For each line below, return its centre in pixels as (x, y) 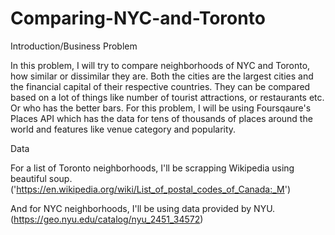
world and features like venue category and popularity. (123, 129)
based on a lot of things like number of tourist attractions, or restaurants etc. (167, 97)
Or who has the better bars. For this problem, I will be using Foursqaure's (161, 108)
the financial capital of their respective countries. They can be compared (160, 86)
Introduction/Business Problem (74, 46)
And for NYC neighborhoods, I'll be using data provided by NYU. (143, 208)
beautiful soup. (41, 178)
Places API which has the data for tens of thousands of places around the (161, 118)
